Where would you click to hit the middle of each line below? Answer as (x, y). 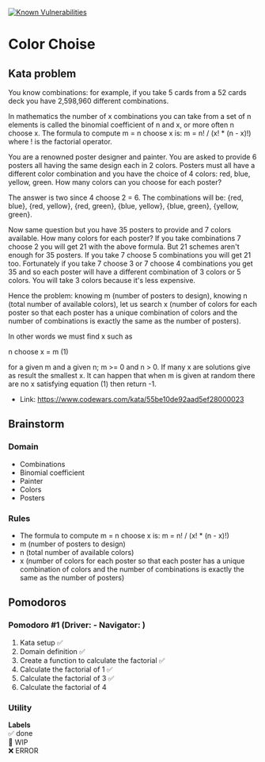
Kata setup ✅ (41, 642)
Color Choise (52, 44)
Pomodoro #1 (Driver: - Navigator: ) (77, 625)
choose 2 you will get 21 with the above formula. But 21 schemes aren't (124, 247)
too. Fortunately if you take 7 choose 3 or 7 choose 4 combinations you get (131, 263)
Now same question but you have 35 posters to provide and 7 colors (120, 230)
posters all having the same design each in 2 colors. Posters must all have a (132, 165)
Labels (19, 725)
